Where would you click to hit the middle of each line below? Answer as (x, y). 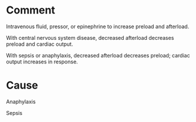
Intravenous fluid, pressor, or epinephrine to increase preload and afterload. (98, 26)
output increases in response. (42, 62)
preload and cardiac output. (40, 44)
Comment (31, 10)
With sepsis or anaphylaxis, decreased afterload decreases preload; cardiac (98, 55)
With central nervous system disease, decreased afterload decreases (90, 38)
